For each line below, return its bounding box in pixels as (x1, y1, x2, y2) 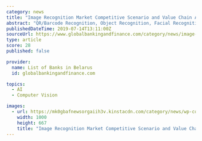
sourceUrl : (6, 31, 34, 37)
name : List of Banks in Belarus (11, 64, 93, 70)
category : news (6, 8, 44, 15)
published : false (6, 48, 50, 54)
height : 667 (17, 120, 47, 126)
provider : (6, 58, 31, 65)
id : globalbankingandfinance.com (11, 70, 96, 76)
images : (6, 103, 26, 109)
